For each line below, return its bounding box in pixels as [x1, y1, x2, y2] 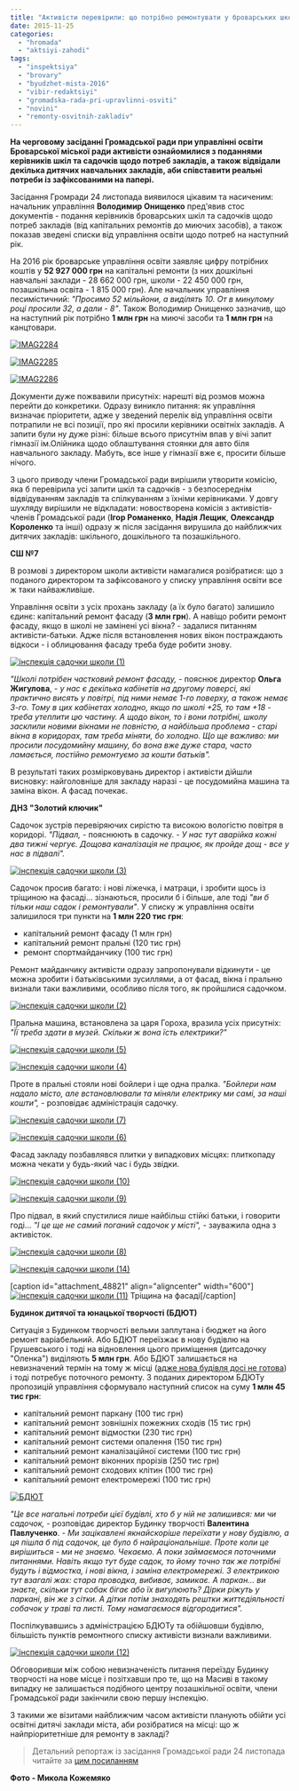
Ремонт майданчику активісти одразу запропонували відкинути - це [10, 964, 271, 975]
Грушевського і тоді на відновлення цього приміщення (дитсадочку [10, 1344, 267, 1355]
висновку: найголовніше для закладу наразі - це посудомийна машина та [10, 776, 290, 787]
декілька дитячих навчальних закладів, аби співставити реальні [10, 165, 263, 176]
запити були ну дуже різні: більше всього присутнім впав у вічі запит [10, 428, 272, 440]
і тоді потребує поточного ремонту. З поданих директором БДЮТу [10, 1372, 265, 1383]
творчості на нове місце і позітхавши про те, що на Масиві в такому [10, 1674, 269, 1684]
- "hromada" [18, 37, 63, 47]
